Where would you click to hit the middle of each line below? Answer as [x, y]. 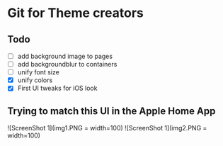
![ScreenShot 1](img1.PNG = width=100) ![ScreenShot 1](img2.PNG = [107, 128]
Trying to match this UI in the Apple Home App [111, 111]
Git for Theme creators [75, 13]
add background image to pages [65, 56]
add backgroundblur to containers [67, 64]
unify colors [35, 80]
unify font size [39, 72]
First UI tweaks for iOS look [57, 88]
